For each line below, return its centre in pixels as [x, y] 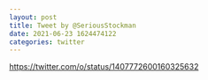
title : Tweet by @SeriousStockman [73, 25]
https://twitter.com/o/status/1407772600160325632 [104, 67]
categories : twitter [47, 42]
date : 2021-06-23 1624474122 [63, 33]
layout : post [33, 17]
